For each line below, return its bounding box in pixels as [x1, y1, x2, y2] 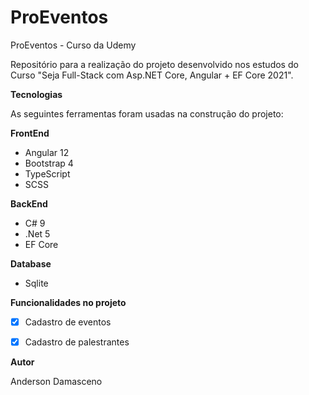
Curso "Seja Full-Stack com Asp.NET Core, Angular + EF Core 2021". [10, 69, 294, 81]
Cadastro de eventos [24, 316, 112, 328]
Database [10, 257, 52, 270]
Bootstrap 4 [24, 157, 74, 169]
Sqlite [24, 277, 49, 289]
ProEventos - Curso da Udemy [10, 39, 137, 51]
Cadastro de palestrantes [24, 336, 130, 348]
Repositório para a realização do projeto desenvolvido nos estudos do [10, 58, 299, 70]
